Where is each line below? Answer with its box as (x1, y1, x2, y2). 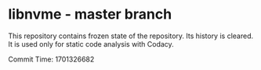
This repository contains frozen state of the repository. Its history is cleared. (8, 31, 253, 40)
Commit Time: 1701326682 (8, 54, 95, 64)
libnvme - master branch (8, 5, 172, 23)
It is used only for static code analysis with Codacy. (8, 39, 174, 48)
